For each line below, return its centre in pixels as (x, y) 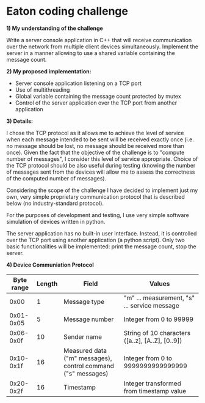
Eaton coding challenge (67, 11)
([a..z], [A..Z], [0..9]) (153, 341)
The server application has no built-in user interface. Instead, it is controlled (102, 233)
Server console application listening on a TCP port (78, 83)
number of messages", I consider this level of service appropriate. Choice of (102, 159)
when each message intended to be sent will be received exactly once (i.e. (100, 139)
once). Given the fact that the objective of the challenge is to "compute (95, 152)
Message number (88, 319)
